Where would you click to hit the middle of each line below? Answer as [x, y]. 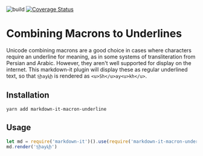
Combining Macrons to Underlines [94, 34]
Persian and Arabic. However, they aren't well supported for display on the [99, 63]
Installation [28, 95]
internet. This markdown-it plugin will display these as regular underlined [97, 69]
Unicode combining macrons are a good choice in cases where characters [99, 50]
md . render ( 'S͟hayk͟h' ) [32, 147]
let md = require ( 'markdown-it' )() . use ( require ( [69, 142]
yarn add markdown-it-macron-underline [56, 109]
